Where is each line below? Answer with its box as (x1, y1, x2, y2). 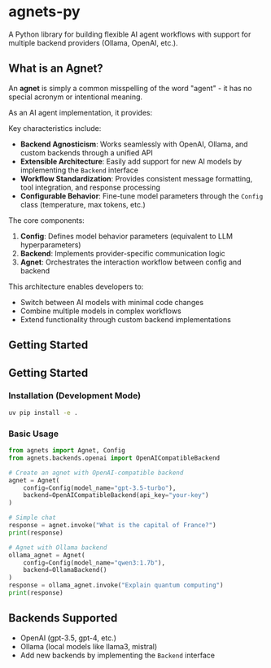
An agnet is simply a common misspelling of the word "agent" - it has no (8, 83, 252, 93)
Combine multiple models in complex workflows (20, 306, 181, 316)
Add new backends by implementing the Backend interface (20, 650, 216, 660)
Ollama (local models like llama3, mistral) (20, 641, 158, 651)
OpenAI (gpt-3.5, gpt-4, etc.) (20, 633, 116, 643)
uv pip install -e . (8, 408, 79, 417)
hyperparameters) (20, 239, 81, 250)
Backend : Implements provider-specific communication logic (20, 248, 225, 258)
